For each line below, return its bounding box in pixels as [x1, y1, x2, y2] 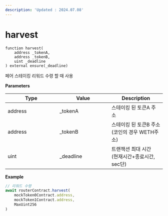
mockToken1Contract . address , [14, 197, 75, 202]
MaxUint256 [14, 202, 37, 207]
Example [5, 174, 24, 180]
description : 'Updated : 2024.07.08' [5, 7, 84, 13]
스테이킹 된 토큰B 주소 [111, 121, 160, 128]
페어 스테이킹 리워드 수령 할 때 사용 [5, 72, 73, 78]
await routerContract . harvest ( [5, 188, 70, 193]
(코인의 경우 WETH [111, 129, 154, 136]
